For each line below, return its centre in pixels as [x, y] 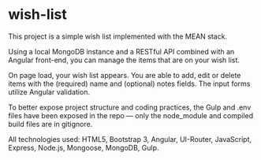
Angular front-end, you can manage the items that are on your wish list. [124, 60]
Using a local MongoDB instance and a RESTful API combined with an [121, 51]
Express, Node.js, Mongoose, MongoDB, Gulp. [84, 147]
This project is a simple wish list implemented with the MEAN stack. [117, 36]
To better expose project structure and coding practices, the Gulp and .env [130, 107]
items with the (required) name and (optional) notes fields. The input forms [129, 84]
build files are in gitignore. [50, 124]
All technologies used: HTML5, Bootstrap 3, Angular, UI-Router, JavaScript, [130, 139]
